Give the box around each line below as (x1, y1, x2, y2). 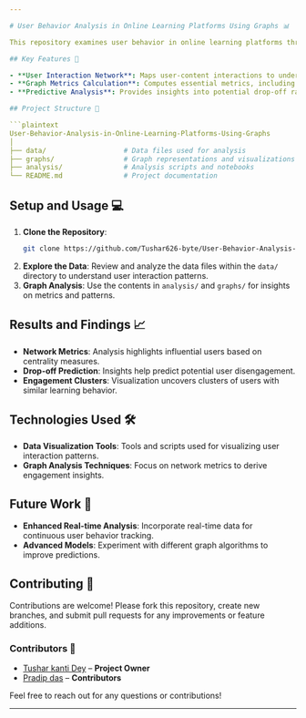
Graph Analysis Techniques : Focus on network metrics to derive (22, 460, 268, 471)
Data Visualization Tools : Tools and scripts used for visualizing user (22, 441, 280, 452)
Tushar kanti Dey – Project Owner (22, 662, 150, 674)
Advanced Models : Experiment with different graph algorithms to (22, 539, 269, 551)
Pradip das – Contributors (22, 672, 122, 683)
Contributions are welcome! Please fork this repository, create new (9, 600, 260, 611)
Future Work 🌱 (9, 496, 93, 511)
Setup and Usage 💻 (9, 198, 125, 213)
